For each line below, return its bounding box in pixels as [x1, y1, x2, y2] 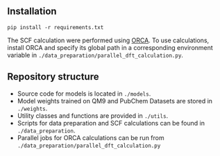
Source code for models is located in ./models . [17, 89, 151, 98]
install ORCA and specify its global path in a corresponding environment [7, 43, 213, 51]
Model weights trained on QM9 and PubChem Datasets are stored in [17, 96, 213, 105]
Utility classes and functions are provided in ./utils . [17, 111, 169, 120]
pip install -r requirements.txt [7, 24, 104, 31]
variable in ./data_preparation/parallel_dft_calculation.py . [7, 51, 184, 59]
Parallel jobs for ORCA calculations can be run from [17, 133, 164, 141]
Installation [7, 6, 57, 17]
